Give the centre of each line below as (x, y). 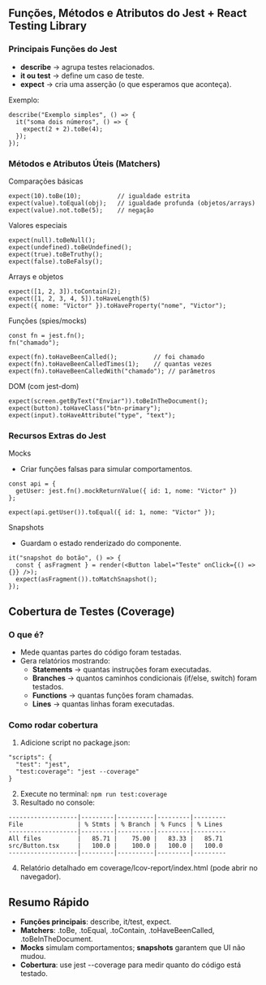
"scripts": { (30, 758)
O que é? (26, 634)
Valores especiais (38, 225)
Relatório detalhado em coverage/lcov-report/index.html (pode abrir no (139, 868)
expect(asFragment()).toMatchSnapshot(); (87, 580)
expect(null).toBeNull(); (52, 240)
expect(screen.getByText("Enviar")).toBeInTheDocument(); (108, 401)
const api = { (32, 484)
